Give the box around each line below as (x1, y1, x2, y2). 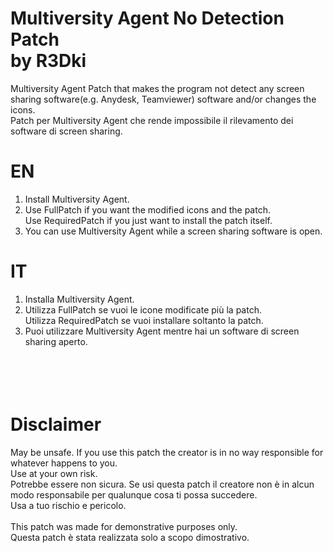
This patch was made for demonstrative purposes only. (10, 520, 238, 532)
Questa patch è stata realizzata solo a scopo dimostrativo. (10, 531, 250, 543)
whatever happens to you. (10, 457, 118, 469)
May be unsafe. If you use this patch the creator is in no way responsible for (10, 446, 324, 458)
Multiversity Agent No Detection (10, 7, 285, 30)
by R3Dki (10, 50, 87, 72)
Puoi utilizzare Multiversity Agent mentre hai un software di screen (24, 325, 300, 337)
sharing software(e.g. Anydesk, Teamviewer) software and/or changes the (10, 93, 317, 105)
